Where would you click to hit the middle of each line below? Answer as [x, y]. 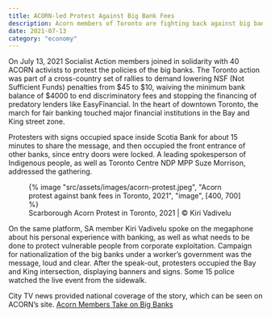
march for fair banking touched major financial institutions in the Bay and [129, 113]
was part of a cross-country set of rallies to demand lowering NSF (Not [126, 78]
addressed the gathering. [50, 171]
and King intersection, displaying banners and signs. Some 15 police [122, 272]
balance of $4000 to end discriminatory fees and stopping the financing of [133, 96]
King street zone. [37, 121]
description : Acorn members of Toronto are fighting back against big [129, 23]
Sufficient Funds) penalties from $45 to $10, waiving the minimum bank [127, 87]
